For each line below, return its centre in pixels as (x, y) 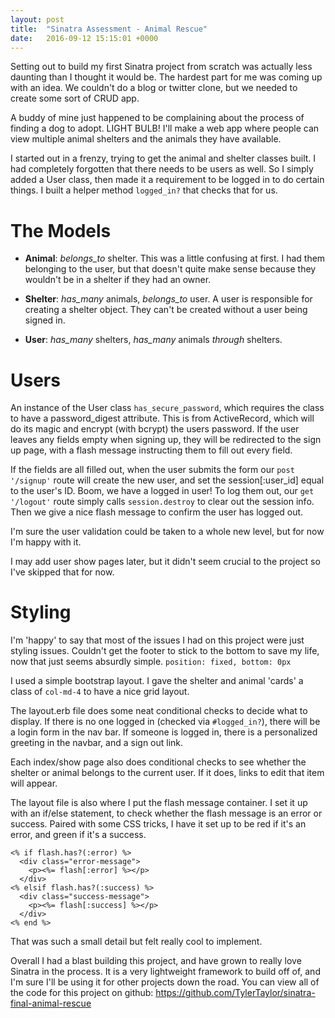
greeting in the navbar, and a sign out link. (97, 743)
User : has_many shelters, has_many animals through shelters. (153, 340)
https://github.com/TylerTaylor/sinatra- (235, 993)
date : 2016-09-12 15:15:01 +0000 (84, 38)
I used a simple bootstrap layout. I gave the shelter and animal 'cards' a (157, 681)
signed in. (45, 320)
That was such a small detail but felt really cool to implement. (136, 942)
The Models (61, 230)
